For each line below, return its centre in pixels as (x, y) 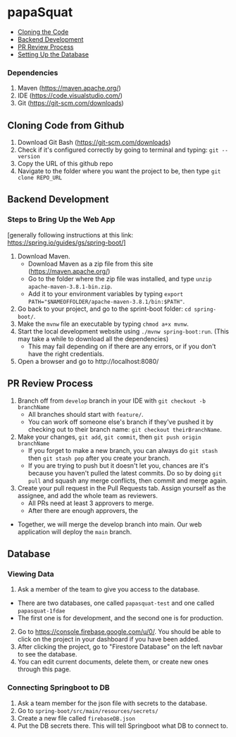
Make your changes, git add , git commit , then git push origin (110, 437)
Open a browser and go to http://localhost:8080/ (88, 361)
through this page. (44, 669)
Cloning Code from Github (66, 125)
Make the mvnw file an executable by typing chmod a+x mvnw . (103, 324)
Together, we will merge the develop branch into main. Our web (110, 524)
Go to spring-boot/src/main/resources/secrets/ (88, 710)
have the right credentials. (66, 353)
